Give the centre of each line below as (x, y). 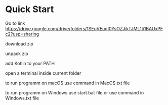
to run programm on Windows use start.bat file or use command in (75, 92)
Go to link (15, 23)
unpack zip (17, 54)
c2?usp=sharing (22, 34)
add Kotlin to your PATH (30, 63)
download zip (19, 43)
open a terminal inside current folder (43, 73)
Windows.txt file (22, 98)
